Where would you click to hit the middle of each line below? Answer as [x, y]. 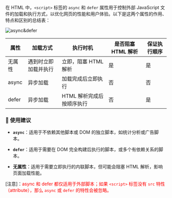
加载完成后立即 [80, 79]
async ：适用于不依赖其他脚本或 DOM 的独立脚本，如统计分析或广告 [83, 132]
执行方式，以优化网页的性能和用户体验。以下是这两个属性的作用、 [97, 14]
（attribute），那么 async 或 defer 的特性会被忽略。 [58, 190]
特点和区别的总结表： [28, 20]
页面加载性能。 [28, 173]
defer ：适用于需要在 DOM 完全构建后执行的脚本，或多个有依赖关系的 [85, 150]
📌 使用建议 [18, 120]
